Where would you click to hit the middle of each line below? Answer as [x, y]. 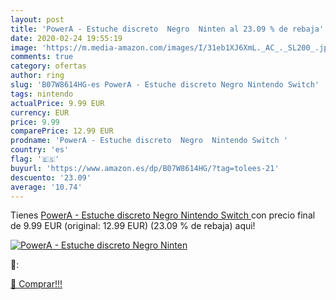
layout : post [37, 19]
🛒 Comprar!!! [36, 284]
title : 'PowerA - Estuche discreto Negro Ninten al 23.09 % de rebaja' [167, 29]
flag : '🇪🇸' [35, 159]
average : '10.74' [46, 187]
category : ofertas [48, 66]
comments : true [42, 57]
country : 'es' [40, 150]
